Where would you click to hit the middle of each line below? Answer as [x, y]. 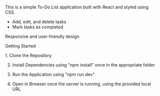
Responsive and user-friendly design [42, 36]
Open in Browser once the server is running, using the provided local [81, 84]
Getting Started [21, 46]
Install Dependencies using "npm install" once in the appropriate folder [83, 65]
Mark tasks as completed [38, 27]
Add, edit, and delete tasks [39, 22]
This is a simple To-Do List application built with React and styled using [77, 7]
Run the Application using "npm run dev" [53, 74]
